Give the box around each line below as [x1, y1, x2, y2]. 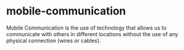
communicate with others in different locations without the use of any [6, 30, 179, 37]
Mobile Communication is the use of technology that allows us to [6, 24, 167, 31]
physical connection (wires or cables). [6, 37, 101, 44]
